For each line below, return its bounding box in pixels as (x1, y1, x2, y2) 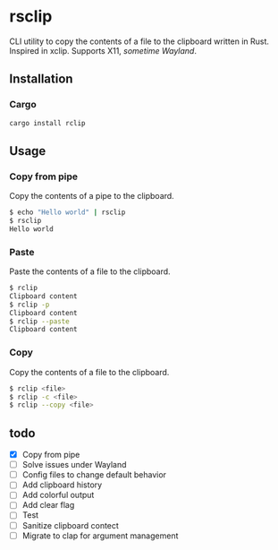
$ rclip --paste (9, 316, 70, 326)
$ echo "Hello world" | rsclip (9, 208, 126, 217)
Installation (9, 72, 73, 87)
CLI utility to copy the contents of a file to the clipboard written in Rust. (9, 36, 270, 47)
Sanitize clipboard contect (21, 520, 119, 530)
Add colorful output (21, 490, 95, 501)
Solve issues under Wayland (21, 460, 127, 470)
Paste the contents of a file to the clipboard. (9, 266, 172, 277)
